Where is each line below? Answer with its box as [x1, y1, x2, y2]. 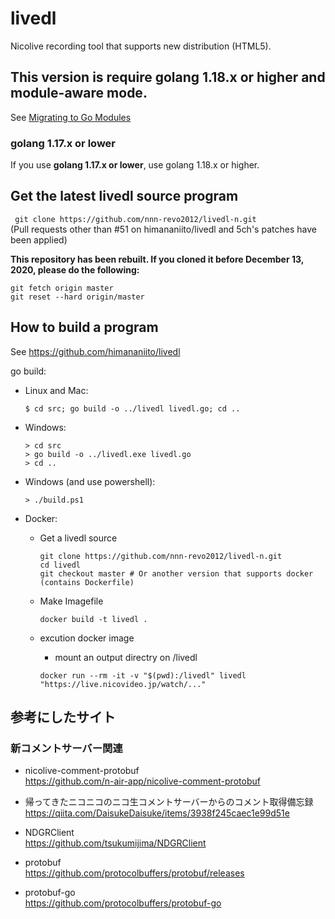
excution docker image [39, 632, 135, 644]
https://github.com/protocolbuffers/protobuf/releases [24, 867, 245, 879]
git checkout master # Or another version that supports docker [39, 568, 314, 579]
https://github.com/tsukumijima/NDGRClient [24, 837, 207, 849]
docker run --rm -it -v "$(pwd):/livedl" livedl [39, 670, 247, 681]
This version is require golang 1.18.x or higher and [10, 69, 326, 86]
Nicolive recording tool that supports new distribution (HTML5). [10, 40, 272, 52]
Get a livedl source [39, 532, 118, 544]
